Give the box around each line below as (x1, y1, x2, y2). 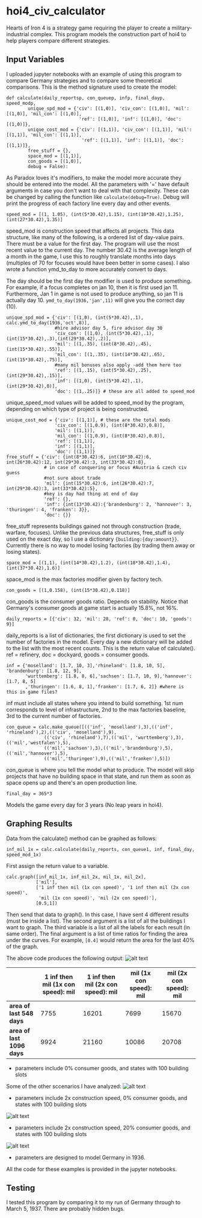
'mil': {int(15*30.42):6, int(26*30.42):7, (44, 480, 155, 486)
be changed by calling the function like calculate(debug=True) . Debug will (6, 193, 189, 200)
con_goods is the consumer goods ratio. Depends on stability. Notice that (6, 598, 188, 605)
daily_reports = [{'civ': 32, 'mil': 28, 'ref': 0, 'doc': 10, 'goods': (6, 616, 192, 622)
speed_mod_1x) (6, 852, 42, 858)
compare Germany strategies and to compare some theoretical (6, 77, 162, 84)
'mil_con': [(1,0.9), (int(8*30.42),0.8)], (54, 433, 165, 439)
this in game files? (6, 689, 58, 695)
